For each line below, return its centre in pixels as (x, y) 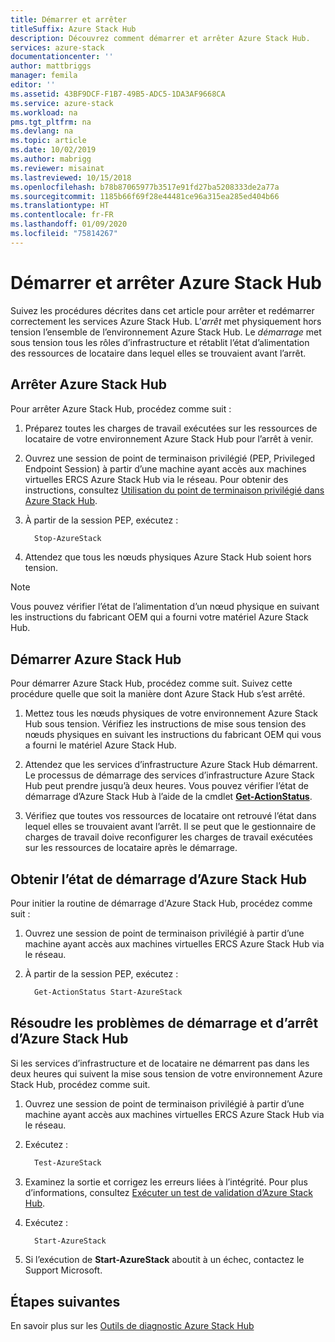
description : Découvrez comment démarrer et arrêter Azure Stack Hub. (160, 38)
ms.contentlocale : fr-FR (62, 215)
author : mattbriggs (51, 66)
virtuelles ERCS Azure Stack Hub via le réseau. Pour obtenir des (156, 479)
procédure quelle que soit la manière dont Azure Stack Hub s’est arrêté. (158, 694)
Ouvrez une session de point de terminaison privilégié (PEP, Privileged (169, 458)
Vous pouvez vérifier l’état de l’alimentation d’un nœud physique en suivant (165, 607)
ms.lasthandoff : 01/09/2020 (69, 224)
